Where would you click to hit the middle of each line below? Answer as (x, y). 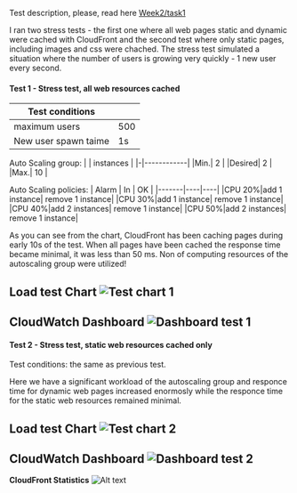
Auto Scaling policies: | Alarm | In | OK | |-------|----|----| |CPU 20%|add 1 (146, 190)
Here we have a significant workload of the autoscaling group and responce (148, 382)
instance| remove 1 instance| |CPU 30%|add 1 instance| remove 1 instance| (146, 199)
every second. (36, 68)
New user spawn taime (61, 141)
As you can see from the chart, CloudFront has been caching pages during (146, 236)
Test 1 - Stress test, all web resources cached (95, 88)
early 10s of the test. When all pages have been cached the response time (145, 245)
